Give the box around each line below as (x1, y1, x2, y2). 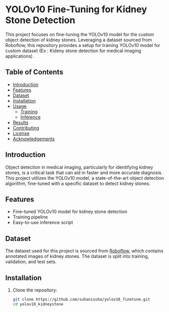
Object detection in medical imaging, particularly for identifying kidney (5, 164, 153, 170)
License (12, 130, 30, 136)
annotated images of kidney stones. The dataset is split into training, (5, 253, 149, 259)
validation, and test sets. (5, 259, 57, 265)
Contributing (12, 125, 39, 131)
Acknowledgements (12, 135, 55, 141)
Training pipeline (12, 214, 48, 220)
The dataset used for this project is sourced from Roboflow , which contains (5, 248, 163, 254)
